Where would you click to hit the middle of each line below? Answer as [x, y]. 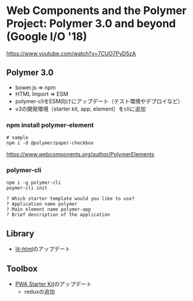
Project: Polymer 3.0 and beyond [91, 24]
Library [20, 234]
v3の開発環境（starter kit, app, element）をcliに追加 [80, 109]
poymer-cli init [27, 188]
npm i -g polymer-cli [34, 183]
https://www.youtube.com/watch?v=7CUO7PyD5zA [71, 53]
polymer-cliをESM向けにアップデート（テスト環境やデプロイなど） [99, 101]
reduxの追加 [40, 291]
